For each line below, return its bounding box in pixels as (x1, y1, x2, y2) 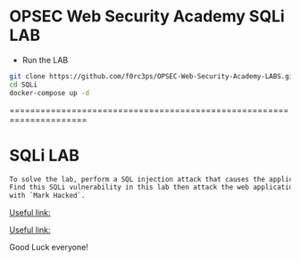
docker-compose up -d (9, 88, 90, 97)
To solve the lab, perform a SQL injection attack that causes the (9, 175, 266, 184)
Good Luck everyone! (9, 242, 89, 253)
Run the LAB (21, 54, 69, 65)
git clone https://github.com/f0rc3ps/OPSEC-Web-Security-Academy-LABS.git (9, 71, 297, 81)
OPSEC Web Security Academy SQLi (9, 6, 286, 27)
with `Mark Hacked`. (9, 192, 87, 200)
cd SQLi (9, 80, 38, 89)
